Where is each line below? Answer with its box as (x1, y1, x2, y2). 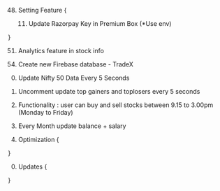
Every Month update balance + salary (17, 122, 126, 130)
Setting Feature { (17, 6, 67, 14)
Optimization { (17, 136, 59, 143)
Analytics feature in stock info (17, 47, 104, 55)
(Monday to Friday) (17, 108, 73, 116)
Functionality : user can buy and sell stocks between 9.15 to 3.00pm (17, 101, 214, 109)
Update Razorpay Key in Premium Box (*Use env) (28, 20, 172, 27)
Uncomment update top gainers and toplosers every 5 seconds (17, 87, 200, 95)
